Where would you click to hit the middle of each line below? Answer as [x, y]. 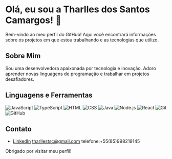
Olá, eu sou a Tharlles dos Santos [78, 9]
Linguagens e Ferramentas [49, 95]
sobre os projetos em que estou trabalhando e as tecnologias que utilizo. [82, 40]
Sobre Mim [23, 56]
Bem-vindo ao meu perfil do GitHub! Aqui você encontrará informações [81, 34]
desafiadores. [20, 79]
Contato [18, 129]
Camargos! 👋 [33, 20]
